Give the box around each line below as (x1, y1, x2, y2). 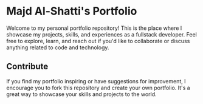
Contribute (6, 61, 49, 72)
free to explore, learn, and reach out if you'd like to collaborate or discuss (6, 37, 190, 44)
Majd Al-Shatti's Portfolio (6, 4, 137, 18)
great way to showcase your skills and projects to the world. (6, 90, 157, 98)
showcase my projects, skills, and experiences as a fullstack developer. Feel (6, 30, 198, 38)
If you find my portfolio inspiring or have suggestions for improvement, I (6, 77, 186, 85)
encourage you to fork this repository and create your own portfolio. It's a (6, 84, 190, 91)
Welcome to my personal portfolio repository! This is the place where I (6, 24, 182, 32)
